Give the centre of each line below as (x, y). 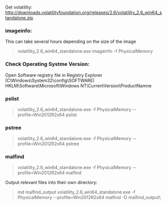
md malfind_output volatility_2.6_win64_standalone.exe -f (76, 192)
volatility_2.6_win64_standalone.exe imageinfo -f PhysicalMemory (85, 51)
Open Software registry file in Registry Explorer (54, 75)
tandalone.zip (19, 18)
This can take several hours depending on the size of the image (71, 41)
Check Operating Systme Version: (47, 64)
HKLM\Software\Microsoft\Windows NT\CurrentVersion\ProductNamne (78, 86)
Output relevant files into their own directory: (51, 183)
